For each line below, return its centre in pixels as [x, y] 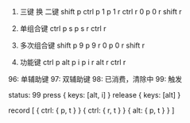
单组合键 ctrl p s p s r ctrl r [63, 29]
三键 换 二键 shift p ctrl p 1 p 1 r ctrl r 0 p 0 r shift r [101, 12]
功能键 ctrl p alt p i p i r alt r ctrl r [73, 62]
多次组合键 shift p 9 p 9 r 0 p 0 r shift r [82, 45]
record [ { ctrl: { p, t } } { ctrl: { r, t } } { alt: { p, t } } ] [91, 110]
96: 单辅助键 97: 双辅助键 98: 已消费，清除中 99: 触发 [95, 79]
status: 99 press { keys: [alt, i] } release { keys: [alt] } [95, 95]
